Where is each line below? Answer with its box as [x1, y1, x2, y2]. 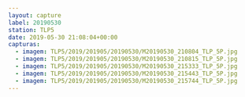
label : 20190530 [8, 19, 61, 27]
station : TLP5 [8, 26, 55, 34]
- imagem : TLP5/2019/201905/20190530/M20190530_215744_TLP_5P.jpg [15, 77, 238, 84]
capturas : [8, 41, 41, 48]
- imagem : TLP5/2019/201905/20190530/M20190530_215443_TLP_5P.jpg [15, 70, 238, 77]
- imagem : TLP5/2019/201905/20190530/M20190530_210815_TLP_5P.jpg [15, 56, 238, 63]
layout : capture [8, 11, 61, 20]
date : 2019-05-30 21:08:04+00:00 [8, 33, 118, 41]
